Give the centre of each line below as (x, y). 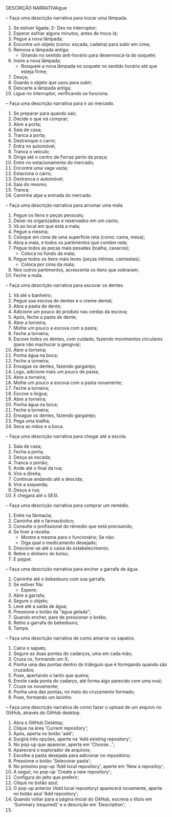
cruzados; (24, 670)
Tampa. (21, 628)
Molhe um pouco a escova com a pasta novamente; (68, 383)
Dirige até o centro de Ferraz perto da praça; (60, 157)
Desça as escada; (32, 457)
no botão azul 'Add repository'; (46, 794)
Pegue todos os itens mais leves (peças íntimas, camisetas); (77, 259)
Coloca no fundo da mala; (48, 253)
